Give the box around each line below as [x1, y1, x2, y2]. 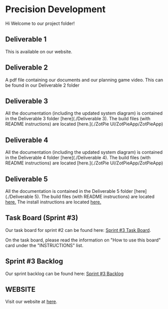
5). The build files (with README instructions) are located [35, 194, 155, 199]
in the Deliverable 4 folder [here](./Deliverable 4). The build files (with [5, 155, 151, 161]
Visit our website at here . [5, 298, 57, 305]
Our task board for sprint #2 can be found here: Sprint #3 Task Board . [5, 227, 151, 233]
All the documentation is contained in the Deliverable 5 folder [5, 188, 133, 194]
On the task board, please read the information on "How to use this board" [5, 237, 161, 243]
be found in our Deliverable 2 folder [5, 82, 80, 88]
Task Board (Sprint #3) [5, 214, 79, 222]
